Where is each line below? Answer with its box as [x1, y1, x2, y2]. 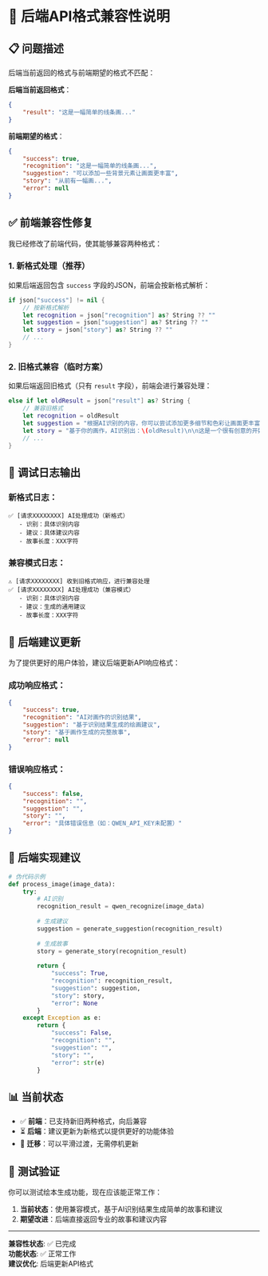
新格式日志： [8, 491, 58, 502]
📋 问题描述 [8, 42, 65, 55]
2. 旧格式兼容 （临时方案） [8, 361, 108, 372]
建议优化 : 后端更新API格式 [8, 1259, 94, 1269]
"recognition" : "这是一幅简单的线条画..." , [22, 162, 157, 170]
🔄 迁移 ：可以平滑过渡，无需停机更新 [19, 1139, 139, 1149]
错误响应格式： [8, 763, 66, 774]
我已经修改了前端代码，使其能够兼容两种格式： [8, 238, 162, 248]
